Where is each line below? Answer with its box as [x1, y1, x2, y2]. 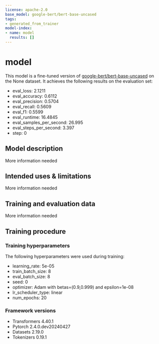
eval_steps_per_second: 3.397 [12, 125, 75, 131]
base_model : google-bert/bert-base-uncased [5, 12, 97, 17]
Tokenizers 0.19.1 [12, 334, 47, 341]
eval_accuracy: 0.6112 [12, 93, 57, 99]
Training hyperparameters [5, 242, 70, 249]
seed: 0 [12, 279, 28, 285]
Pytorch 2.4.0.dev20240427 [12, 324, 71, 330]
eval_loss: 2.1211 [12, 87, 46, 93]
